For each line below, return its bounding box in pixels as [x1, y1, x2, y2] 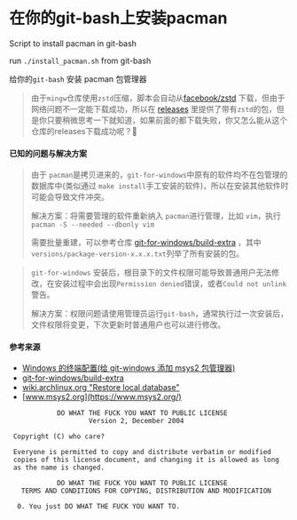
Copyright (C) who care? [12, 432, 105, 441]
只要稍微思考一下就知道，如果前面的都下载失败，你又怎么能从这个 [46, 115, 288, 125]
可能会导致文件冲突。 [30, 192, 109, 203]
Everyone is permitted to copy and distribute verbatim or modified [12, 448, 272, 457]
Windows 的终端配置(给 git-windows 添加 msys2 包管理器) [21, 363, 236, 373]
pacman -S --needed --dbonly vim [30, 220, 155, 229]
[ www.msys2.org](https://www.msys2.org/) [21, 392, 182, 403]
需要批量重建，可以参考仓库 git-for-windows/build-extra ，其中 [30, 237, 262, 248]
